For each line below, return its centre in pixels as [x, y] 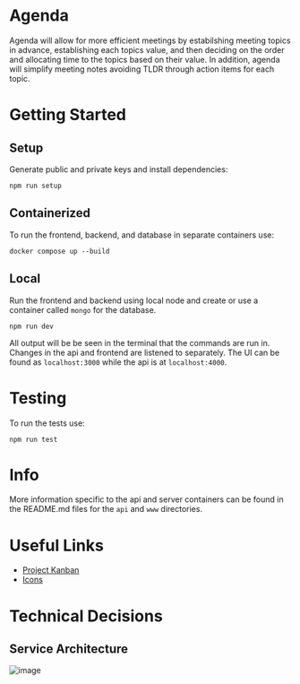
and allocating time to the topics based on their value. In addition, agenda [145, 59]
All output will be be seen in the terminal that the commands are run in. [140, 342]
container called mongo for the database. [83, 309]
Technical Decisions [86, 616]
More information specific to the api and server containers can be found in [146, 499]
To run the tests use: [47, 423]
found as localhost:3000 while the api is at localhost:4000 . [118, 362]
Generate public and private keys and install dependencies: [119, 169]
